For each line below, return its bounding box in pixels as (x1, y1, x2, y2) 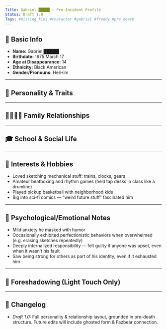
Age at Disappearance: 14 (12, 59, 67, 65)
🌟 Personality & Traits (5, 88, 73, 97)
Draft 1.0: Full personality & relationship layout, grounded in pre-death (12, 314, 155, 320)
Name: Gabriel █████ (12, 48, 60, 54)
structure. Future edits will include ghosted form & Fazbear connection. (12, 319, 158, 325)
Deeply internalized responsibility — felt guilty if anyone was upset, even (12, 243, 162, 249)
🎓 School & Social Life (5, 135, 77, 143)
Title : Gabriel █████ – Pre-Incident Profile (5, 7, 101, 12)
